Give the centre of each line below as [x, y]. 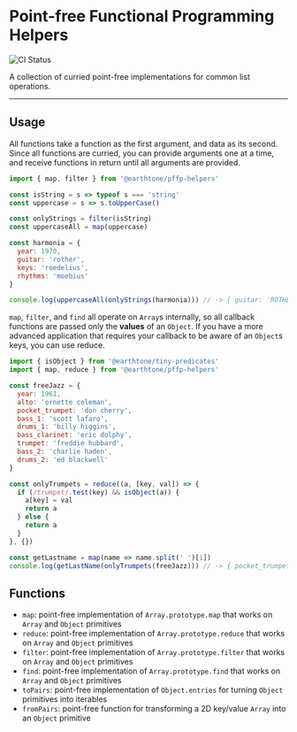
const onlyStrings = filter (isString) [80, 219]
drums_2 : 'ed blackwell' [63, 459]
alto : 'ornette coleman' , [65, 402]
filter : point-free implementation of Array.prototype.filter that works [153, 652]
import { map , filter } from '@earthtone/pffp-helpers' [114, 179]
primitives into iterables [65, 699]
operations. [30, 86]
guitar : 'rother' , [51, 259]
